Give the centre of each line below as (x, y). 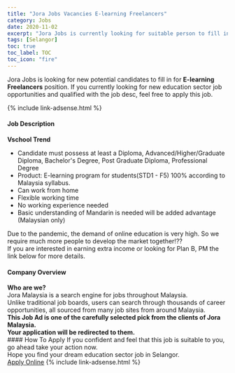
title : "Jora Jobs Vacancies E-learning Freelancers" (87, 14)
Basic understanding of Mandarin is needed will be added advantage (116, 212)
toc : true (22, 46)
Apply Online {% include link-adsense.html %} (74, 362)
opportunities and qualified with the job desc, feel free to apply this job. (110, 94)
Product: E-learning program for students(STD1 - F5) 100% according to (121, 175)
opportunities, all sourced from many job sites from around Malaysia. (106, 310)
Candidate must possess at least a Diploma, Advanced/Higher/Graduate (121, 153)
